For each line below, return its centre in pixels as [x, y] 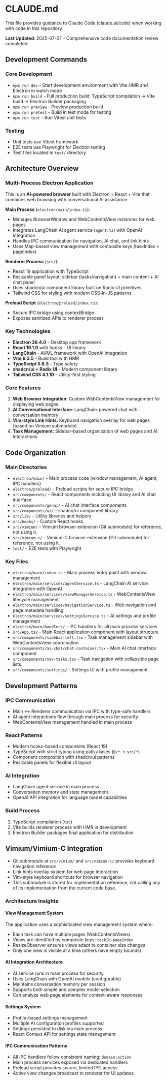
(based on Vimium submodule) [45, 426]
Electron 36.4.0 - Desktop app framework [57, 342]
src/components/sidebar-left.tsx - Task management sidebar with [83, 637]
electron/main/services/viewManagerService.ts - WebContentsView [84, 594]
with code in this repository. [34, 28]
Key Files [17, 561]
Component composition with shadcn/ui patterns [64, 757]
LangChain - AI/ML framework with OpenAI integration [70, 353]
